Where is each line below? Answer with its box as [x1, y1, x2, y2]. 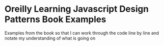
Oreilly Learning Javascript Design [4, 3, 149, 15]
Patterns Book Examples [4, 14, 107, 25]
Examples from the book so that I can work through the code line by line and [4, 30, 159, 36]
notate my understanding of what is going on [4, 35, 96, 41]
